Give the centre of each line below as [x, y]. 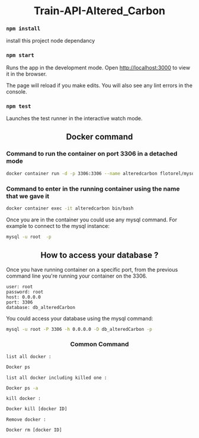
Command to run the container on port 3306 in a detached [92, 154]
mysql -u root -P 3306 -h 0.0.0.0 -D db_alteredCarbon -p [79, 329]
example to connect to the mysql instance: [58, 226]
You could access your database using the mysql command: [80, 318]
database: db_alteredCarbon [41, 307]
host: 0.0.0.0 [24, 297]
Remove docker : [26, 420]
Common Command [99, 344]
